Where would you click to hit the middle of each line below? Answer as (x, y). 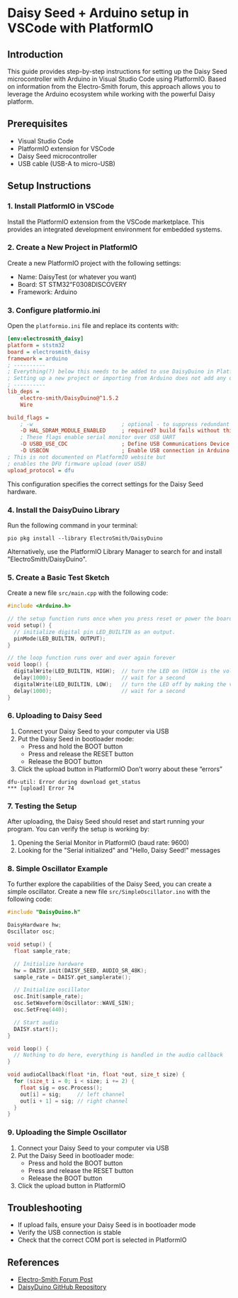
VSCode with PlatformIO (80, 28)
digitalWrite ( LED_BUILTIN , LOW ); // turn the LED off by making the (120, 684)
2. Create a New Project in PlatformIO (73, 248)
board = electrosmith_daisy (49, 352)
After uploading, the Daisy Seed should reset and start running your (106, 822)
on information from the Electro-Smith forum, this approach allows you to (114, 86)
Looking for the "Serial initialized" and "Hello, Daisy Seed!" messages (119, 851)
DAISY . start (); (36, 1029)
